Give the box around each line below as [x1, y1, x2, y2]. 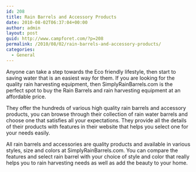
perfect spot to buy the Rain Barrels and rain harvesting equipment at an [6, 87, 181, 94]
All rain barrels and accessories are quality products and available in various [6, 140, 191, 147]
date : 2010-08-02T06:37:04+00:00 [6, 19, 88, 25]
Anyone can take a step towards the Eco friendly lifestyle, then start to [6, 68, 176, 75]
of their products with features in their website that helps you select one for [6, 123, 189, 130]
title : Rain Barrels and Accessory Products [6, 14, 117, 20]
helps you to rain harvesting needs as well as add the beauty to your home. [6, 159, 188, 166]
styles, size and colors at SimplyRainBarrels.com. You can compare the [6, 147, 178, 154]
